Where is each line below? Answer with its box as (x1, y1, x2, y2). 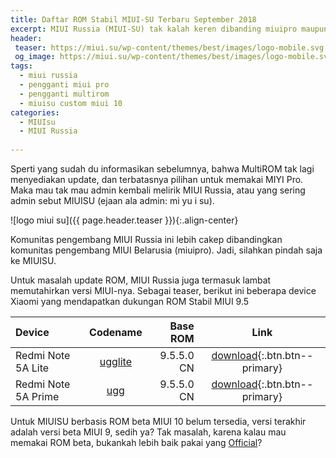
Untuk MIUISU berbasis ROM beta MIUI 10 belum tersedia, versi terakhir (10, 416, 307, 427)
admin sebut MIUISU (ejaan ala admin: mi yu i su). (10, 195, 215, 206)
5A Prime (15, 390, 60, 403)
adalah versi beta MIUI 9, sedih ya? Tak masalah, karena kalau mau (10, 426, 287, 438)
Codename (89, 326, 143, 339)
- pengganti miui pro (19, 80, 110, 90)
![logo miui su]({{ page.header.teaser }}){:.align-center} (10, 214, 239, 226)
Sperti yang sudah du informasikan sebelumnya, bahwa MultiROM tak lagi (10, 163, 315, 175)
